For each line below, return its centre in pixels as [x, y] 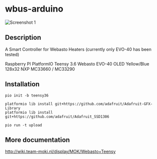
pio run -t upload [24, 125]
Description [23, 38]
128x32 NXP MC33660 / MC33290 [40, 69]
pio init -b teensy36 [27, 95]
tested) [12, 54]
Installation [22, 84]
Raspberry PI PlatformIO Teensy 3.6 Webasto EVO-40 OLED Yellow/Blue [77, 64]
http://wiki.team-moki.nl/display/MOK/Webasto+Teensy [60, 152]
